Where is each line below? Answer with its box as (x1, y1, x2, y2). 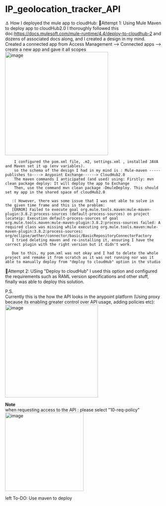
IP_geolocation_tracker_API (5, 3, 121, 15)
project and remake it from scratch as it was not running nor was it (5, 255, 154, 260)
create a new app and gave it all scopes (5, 46, 87, 52)
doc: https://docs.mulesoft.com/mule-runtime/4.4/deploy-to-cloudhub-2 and (5, 30, 162, 36)
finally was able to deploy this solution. (5, 279, 85, 285)
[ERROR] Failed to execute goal (11, 207, 79, 212)
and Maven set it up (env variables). (5, 163, 85, 169)
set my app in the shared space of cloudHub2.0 (5, 190, 106, 195)
